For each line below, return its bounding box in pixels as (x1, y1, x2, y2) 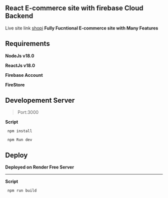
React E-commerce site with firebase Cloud (5, 4, 143, 12)
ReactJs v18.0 (5, 62, 35, 68)
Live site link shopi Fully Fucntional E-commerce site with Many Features (5, 25, 158, 31)
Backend (5, 12, 33, 20)
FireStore (5, 82, 25, 88)
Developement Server (5, 96, 75, 105)
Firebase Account (5, 72, 43, 78)
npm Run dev (7, 137, 32, 143)
